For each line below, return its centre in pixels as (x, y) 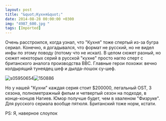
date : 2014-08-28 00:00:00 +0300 (40, 19)
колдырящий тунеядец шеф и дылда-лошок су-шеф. (60, 69)
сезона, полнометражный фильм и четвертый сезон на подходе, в (76, 93)
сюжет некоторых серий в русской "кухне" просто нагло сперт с (74, 58)
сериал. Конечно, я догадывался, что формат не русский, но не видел (80, 48)
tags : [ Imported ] (23, 28)
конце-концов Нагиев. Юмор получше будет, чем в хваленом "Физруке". (83, 98)
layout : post (19, 10)
